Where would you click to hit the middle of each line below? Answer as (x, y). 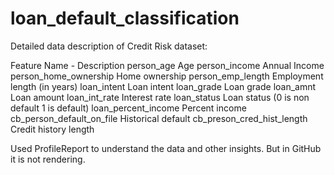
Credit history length (52, 129)
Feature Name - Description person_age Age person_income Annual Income (167, 65)
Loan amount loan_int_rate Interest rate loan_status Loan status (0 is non (160, 97)
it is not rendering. (48, 159)
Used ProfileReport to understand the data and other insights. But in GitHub (166, 148)
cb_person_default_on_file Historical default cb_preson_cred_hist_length (159, 118)
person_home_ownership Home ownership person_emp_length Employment (167, 76)
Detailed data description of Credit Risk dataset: (109, 46)
